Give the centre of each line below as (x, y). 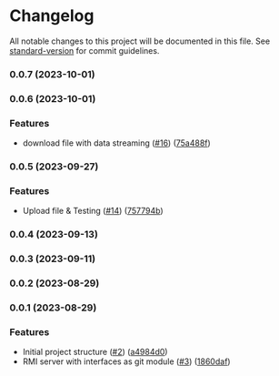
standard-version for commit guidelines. (85, 50)
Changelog (52, 16)
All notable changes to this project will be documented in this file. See (140, 41)
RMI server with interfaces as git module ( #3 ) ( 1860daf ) (126, 361)
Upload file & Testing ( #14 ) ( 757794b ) (93, 211)
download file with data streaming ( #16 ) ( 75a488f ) (116, 143)
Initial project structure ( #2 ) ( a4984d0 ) (95, 352)
